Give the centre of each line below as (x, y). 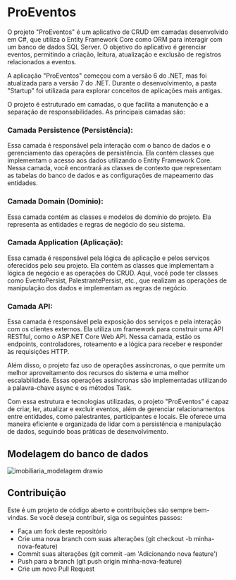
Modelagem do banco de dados (78, 454)
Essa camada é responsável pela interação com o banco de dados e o (109, 146)
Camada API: (30, 306)
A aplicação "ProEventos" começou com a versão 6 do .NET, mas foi (107, 76)
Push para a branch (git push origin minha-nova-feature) (100, 561)
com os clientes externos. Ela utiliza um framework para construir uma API (116, 329)
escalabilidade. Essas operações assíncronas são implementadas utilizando (117, 380)
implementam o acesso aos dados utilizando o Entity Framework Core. (110, 160)
